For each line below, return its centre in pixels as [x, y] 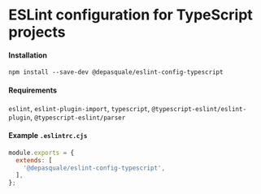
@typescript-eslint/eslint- [199, 109]
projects [37, 32]
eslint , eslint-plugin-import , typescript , [79, 108]
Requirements [33, 90]
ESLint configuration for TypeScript [131, 15]
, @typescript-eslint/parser [78, 117]
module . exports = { [41, 153]
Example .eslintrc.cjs [48, 136]
